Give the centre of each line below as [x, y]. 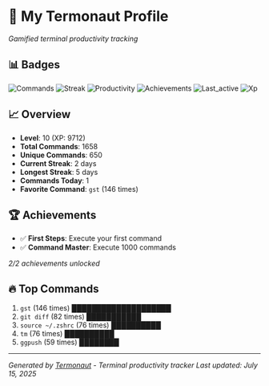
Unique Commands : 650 [61, 155]
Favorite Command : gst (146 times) [79, 189]
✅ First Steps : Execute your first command [91, 238]
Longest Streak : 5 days [59, 172]
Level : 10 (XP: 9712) [52, 138]
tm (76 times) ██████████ [67, 334]
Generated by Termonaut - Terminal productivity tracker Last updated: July [133, 365]
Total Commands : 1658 [59, 146]
